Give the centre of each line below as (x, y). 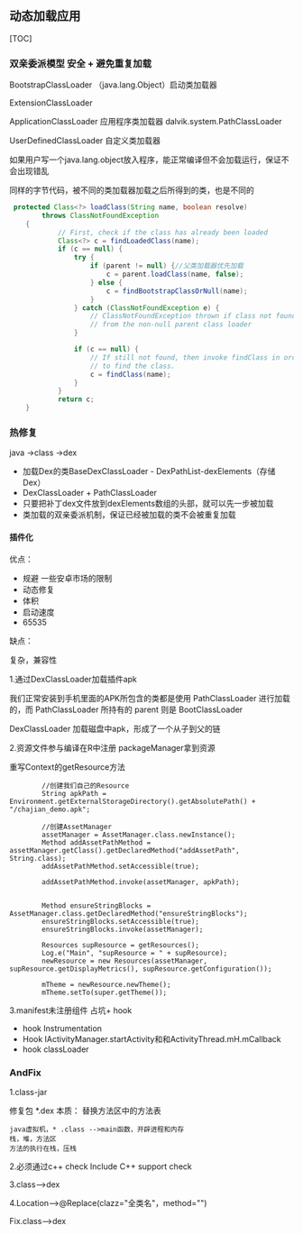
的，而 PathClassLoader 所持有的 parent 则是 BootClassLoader (126, 709)
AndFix (26, 1073)
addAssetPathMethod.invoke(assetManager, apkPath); (141, 882)
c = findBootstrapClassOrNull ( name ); (177, 291)
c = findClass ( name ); (130, 374)
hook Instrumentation (62, 1028)
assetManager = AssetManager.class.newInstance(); (139, 835)
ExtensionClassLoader (51, 103)
